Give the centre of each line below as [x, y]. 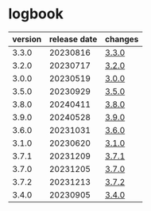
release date [73, 39]
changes [122, 39]
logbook [36, 14]
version [27, 39]
